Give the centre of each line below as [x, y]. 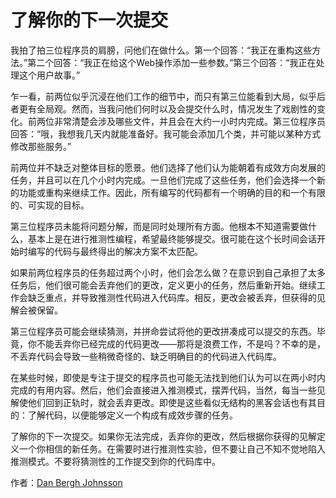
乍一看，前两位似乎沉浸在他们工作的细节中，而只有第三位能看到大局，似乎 [163, 96]
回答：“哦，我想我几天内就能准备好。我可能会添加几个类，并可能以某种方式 [166, 133]
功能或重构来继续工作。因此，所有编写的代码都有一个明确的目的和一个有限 [172, 192]
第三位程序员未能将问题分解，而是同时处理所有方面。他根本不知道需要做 [159, 226]
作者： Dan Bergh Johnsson [66, 482]
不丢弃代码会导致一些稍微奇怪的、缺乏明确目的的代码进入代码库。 [146, 356]
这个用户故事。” [49, 75]
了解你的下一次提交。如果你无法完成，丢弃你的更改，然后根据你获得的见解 [163, 436]
